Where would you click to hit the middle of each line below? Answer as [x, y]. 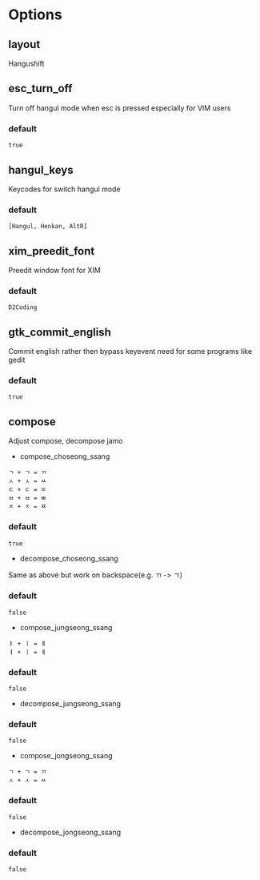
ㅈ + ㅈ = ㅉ [27, 507]
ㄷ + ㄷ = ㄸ [27, 490]
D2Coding [23, 307]
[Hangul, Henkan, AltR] [48, 227]
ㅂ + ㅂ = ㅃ [27, 498]
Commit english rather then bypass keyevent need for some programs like [130, 352]
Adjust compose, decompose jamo [66, 441]
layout [24, 44]
